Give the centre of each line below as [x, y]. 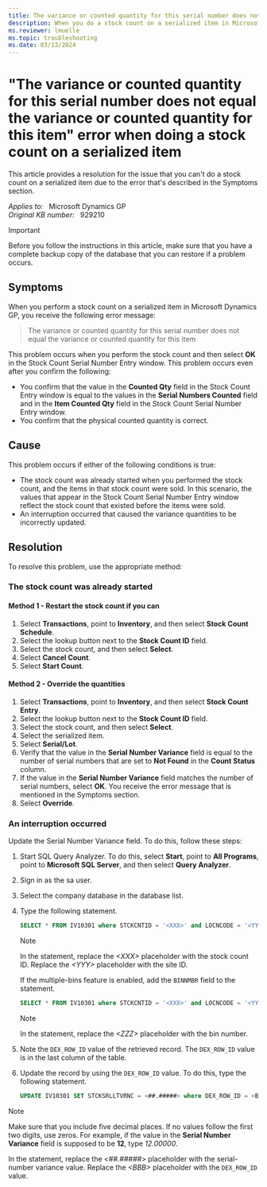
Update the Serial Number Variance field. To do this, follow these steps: [125, 841]
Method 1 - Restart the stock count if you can [84, 606]
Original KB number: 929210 [56, 215]
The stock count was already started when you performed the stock [131, 480]
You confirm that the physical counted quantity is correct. [114, 420]
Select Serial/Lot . [48, 743]
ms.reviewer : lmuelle [44, 30]
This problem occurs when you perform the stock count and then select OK [132, 354]
